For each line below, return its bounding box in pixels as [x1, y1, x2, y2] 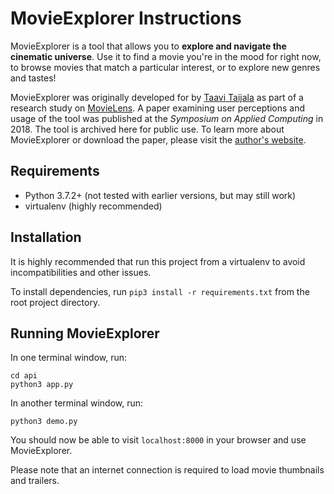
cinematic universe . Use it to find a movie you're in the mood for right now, [10, 50, 322, 62]
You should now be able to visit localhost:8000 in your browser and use [10, 434, 307, 446]
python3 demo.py [10, 417, 78, 427]
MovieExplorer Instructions [10, 7, 242, 30]
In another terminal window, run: [10, 397, 144, 409]
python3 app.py [10, 380, 74, 390]
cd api [10, 371, 38, 381]
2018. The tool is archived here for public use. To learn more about [10, 123, 285, 135]
